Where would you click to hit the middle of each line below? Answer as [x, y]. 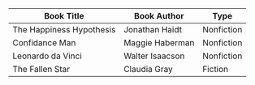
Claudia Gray [148, 69]
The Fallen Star [41, 69]
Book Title [64, 16]
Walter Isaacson [154, 56]
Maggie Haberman [159, 42]
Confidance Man [44, 42]
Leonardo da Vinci [48, 56]
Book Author [159, 16]
